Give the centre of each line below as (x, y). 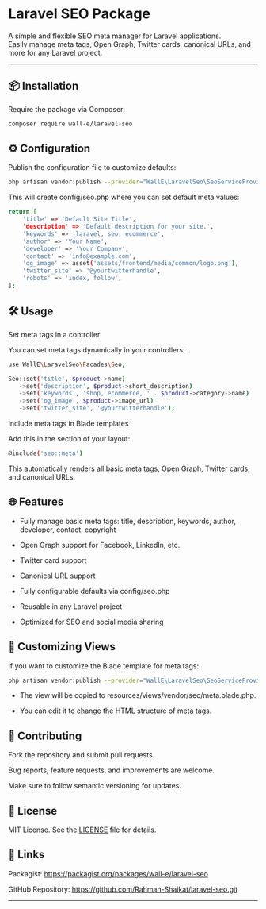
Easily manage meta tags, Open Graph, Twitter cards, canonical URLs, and (130, 44)
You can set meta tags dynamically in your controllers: (97, 349)
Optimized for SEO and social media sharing (91, 622)
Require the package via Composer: (66, 109)
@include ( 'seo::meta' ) (46, 453)
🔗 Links (27, 855)
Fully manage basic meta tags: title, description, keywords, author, (127, 521)
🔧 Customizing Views (62, 647)
